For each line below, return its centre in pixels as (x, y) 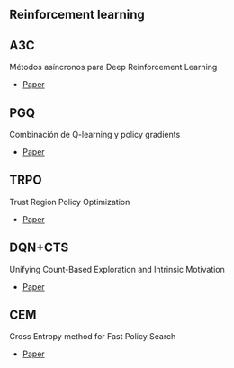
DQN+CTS (39, 248)
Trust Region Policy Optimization (70, 202)
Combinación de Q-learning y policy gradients (95, 135)
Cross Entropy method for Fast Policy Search (93, 337)
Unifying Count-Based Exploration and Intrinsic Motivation (117, 269)
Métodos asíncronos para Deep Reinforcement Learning (113, 67)
